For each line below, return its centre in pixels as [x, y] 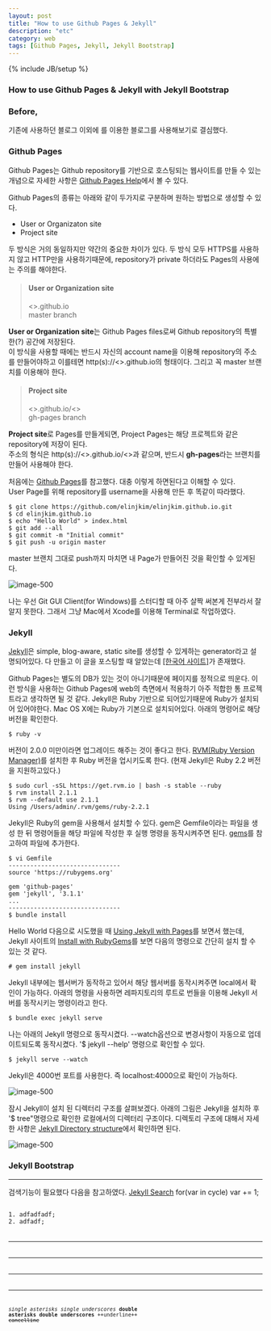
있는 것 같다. [28, 951]
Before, [23, 112]
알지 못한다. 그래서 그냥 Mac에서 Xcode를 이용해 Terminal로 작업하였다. [122, 612]
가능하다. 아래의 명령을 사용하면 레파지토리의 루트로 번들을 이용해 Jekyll [136, 993]
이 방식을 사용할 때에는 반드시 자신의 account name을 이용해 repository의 [125, 352]
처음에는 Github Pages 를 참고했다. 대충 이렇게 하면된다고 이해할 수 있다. [122, 482]
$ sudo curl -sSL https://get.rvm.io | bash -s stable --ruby [115, 786]
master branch [52, 314]
